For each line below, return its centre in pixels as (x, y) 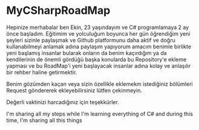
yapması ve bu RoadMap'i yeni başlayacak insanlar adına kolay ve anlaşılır (99, 66)
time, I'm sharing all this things (44, 120)
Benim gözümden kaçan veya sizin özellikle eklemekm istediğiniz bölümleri (99, 84)
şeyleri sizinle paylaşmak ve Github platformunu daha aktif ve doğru (91, 40)
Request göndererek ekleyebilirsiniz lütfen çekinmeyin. (74, 90)
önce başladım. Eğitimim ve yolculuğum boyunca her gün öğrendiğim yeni (98, 33)
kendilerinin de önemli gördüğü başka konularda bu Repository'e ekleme (96, 59)
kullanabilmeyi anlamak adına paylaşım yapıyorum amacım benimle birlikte (99, 47)
